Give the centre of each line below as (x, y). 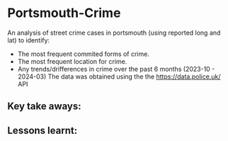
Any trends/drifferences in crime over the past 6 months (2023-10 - (116, 69)
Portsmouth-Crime (64, 13)
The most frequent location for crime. (72, 61)
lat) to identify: (29, 40)
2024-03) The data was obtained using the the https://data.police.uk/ (119, 77)
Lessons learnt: (42, 130)
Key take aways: (44, 107)
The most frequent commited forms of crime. (84, 54)
